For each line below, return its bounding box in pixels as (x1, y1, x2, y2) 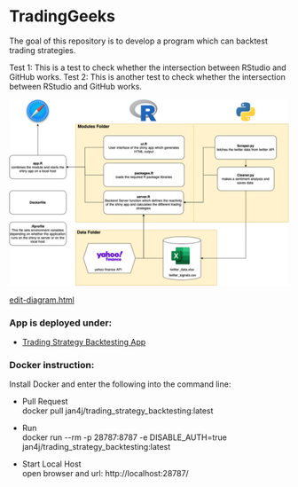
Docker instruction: (9, 358, 95, 371)
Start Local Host (21, 459, 82, 469)
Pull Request (21, 397, 68, 407)
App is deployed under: (9, 317, 113, 329)
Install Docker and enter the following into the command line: (9, 379, 231, 389)
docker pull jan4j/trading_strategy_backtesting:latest (21, 405, 214, 416)
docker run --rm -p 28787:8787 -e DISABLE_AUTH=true (21, 432, 228, 443)
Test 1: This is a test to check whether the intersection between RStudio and (9, 62, 286, 73)
